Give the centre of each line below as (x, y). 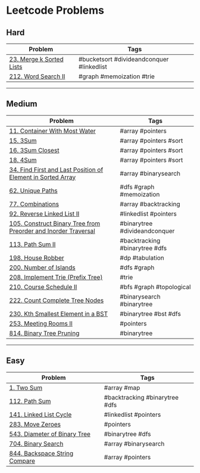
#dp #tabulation (142, 257)
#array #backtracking (150, 204)
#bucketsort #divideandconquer (124, 59)
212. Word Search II (37, 76)
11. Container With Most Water (53, 131)
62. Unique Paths (33, 191)
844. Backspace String (41, 453)
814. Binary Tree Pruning (44, 333)
